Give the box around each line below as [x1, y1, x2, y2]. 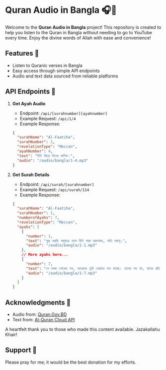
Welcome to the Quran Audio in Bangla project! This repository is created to [5, 24, 162, 30]
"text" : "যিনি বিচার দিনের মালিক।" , [17, 153, 75, 158]
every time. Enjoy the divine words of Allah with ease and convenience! [5, 35, 151, 41]
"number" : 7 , [25, 261, 53, 266]
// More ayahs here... [21, 252, 69, 257]
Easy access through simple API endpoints [12, 68, 100, 74]
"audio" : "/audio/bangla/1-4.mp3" [17, 158, 88, 163]
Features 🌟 [5, 49, 39, 58]
